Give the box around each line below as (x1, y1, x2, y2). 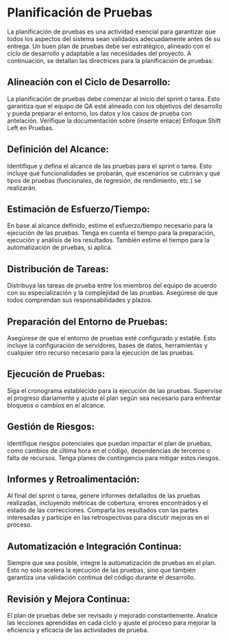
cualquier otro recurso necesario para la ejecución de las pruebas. (7, 349, 195, 357)
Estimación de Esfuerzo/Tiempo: (7, 203, 151, 215)
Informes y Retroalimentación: (7, 474, 140, 486)
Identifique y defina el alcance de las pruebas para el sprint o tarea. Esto (7, 162, 213, 170)
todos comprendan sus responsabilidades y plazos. (7, 296, 153, 304)
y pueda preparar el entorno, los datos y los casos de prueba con (7, 109, 192, 117)
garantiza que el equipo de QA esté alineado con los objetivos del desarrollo (7, 101, 223, 110)
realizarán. (7, 184, 38, 192)
